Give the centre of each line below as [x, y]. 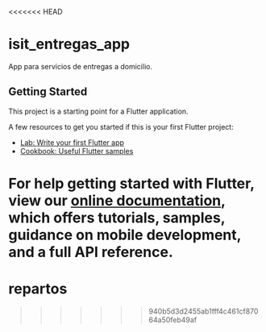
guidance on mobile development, [125, 235]
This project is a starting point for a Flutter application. [98, 111]
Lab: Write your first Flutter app [72, 142]
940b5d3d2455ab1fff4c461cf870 [204, 311]
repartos [38, 289]
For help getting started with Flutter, [131, 183]
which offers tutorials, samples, [117, 218]
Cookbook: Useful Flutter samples [77, 151]
